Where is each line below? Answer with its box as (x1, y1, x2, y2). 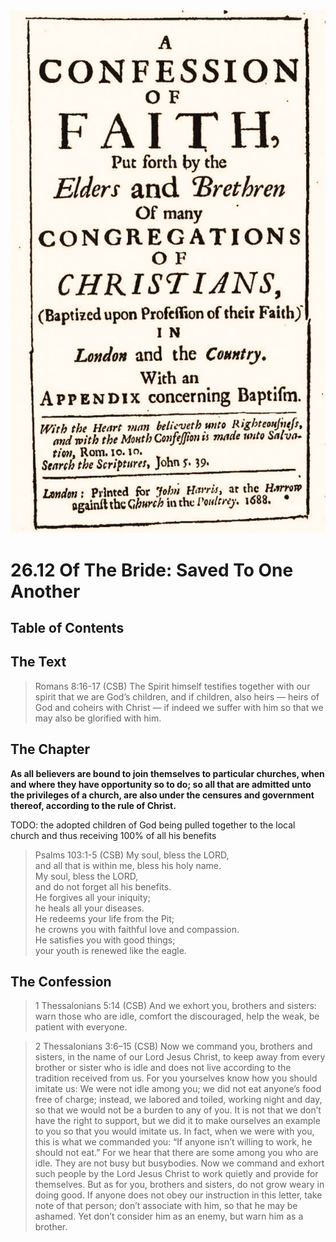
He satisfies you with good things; (34, 934, 176, 946)
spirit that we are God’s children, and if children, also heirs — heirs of (34, 690, 320, 703)
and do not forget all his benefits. (34, 880, 172, 893)
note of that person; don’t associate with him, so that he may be (34, 1200, 298, 1212)
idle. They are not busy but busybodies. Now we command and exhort (34, 1157, 325, 1169)
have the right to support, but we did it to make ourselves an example (34, 1115, 321, 1127)
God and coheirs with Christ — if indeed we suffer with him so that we (34, 701, 324, 713)
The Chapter (10, 741, 91, 758)
